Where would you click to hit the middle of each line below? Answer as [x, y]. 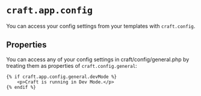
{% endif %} [21, 87]
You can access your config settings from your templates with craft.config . [101, 26]
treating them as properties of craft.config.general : [72, 65]
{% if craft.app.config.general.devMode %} [62, 77]
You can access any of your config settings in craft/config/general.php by [98, 59]
